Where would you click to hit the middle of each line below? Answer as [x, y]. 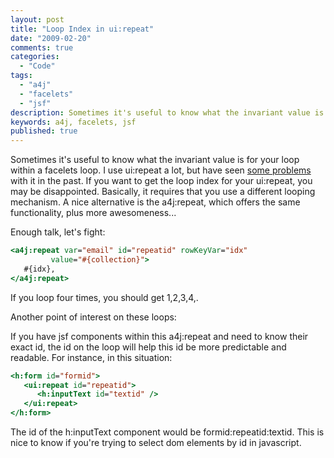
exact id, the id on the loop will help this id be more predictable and [148, 347]
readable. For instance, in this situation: [91, 357]
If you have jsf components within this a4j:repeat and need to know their [159, 336]
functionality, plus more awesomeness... [93, 213]
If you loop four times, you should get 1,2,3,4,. [104, 297]
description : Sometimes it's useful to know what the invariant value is [167, 112]
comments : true [42, 47]
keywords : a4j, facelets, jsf [73, 122]
